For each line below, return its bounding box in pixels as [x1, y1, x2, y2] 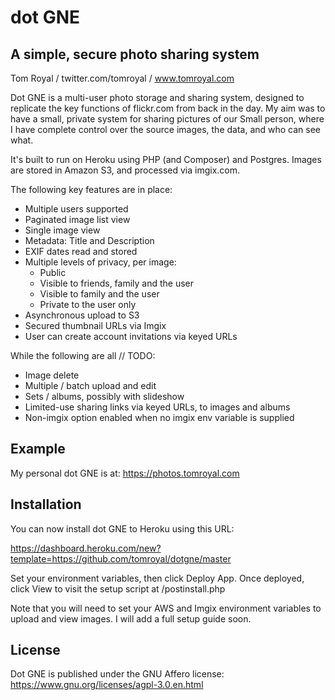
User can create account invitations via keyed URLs [24, 331, 238, 342]
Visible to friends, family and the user [39, 277, 195, 289]
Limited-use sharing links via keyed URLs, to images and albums [24, 401, 291, 413]
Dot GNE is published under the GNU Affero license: [10, 668, 225, 680]
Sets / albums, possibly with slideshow [24, 391, 185, 402]
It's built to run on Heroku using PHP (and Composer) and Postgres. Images [10, 154, 322, 165]
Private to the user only [39, 299, 137, 310]
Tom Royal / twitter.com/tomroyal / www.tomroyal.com [10, 72, 235, 84]
